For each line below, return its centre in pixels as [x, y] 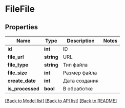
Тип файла [75, 65]
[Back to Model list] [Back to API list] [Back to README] [61, 101]
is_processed [23, 89]
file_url [16, 57]
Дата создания [81, 81]
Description [81, 41]
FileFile [20, 9]
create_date [21, 81]
